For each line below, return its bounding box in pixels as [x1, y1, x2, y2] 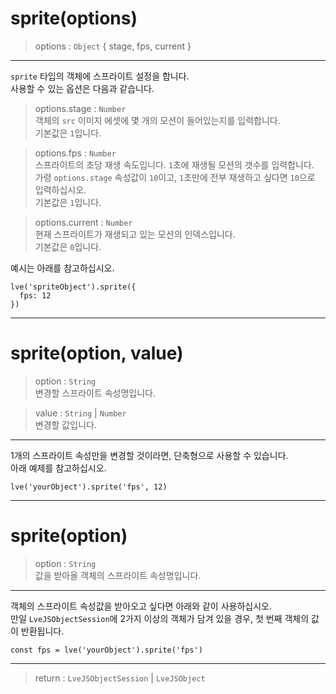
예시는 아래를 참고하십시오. [10, 262, 115, 274]
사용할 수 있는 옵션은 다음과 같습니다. [10, 82, 155, 94]
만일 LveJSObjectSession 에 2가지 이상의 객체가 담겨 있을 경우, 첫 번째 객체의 [10, 612, 310, 624]
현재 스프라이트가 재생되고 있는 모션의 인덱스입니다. [34, 228, 236, 240]
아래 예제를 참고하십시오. [10, 462, 107, 474]
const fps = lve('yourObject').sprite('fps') [10, 645, 203, 655]
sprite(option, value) [10, 342, 184, 365]
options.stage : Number [34, 102, 127, 114]
